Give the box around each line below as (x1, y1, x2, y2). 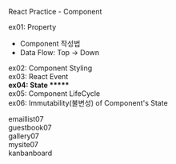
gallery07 (8, 131, 40, 141)
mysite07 (8, 140, 38, 149)
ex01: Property (8, 22, 57, 31)
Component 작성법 (19, 39, 81, 48)
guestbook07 (8, 123, 52, 132)
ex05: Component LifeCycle (8, 89, 101, 98)
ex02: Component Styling (8, 63, 93, 73)
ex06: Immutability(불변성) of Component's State (8, 98, 168, 107)
